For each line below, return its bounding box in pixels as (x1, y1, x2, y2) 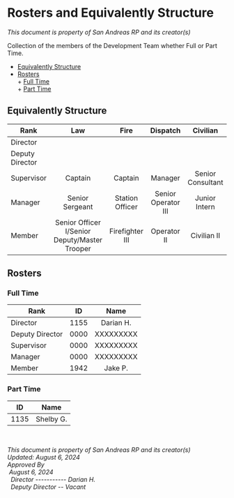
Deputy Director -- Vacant (10, 483, 86, 491)
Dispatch (150, 126, 181, 135)
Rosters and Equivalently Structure (7, 5, 214, 21)
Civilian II (190, 230, 221, 240)
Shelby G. (36, 414, 68, 423)
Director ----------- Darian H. (10, 475, 96, 483)
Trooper (65, 243, 92, 253)
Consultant (187, 177, 224, 187)
